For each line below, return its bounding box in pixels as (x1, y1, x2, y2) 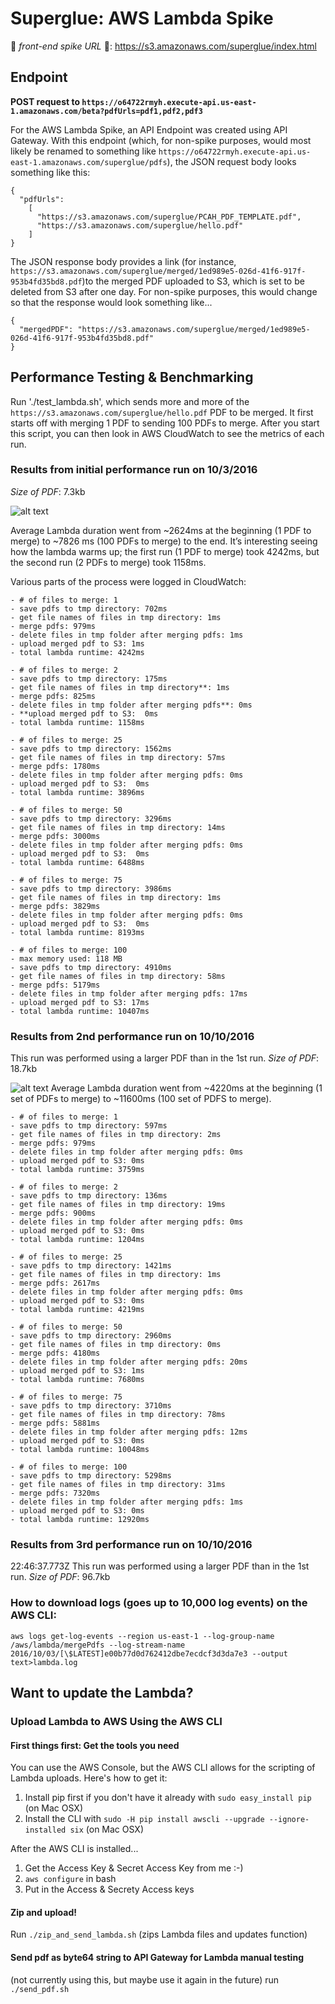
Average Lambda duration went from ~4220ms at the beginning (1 (50, 1082, 323, 1094)
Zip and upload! (10, 1906, 77, 1918)
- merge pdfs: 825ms (10, 691, 97, 701)
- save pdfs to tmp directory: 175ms (10, 673, 168, 684)
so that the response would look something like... (10, 296, 213, 308)
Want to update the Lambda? (10, 1685, 194, 1702)
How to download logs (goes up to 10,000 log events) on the (10, 1596, 308, 1610)
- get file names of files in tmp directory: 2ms (10, 1130, 222, 1140)
